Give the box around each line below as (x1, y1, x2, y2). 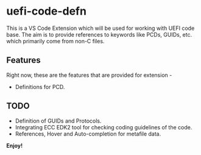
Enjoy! (6, 142, 23, 149)
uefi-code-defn (6, 4, 87, 18)
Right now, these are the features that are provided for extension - (6, 71, 172, 79)
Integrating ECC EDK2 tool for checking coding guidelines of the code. (15, 123, 192, 131)
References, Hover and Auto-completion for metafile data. (15, 130, 161, 137)
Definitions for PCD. (15, 83, 65, 90)
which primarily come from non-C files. (6, 37, 105, 45)
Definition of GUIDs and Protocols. (15, 117, 102, 124)
